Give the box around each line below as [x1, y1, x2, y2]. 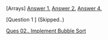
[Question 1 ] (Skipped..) [6, 16, 65, 23]
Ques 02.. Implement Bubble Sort [6, 27, 86, 34]
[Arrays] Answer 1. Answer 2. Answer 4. [6, 5, 102, 12]
